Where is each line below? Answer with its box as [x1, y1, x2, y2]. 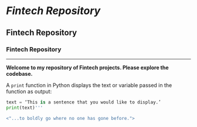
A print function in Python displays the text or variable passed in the [6, 81, 172, 89]
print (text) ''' [6, 105, 43, 111]
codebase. [6, 70, 33, 77]
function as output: [6, 88, 52, 95]
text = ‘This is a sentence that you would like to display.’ [6, 99, 161, 105]
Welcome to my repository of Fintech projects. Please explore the [6, 63, 169, 71]
